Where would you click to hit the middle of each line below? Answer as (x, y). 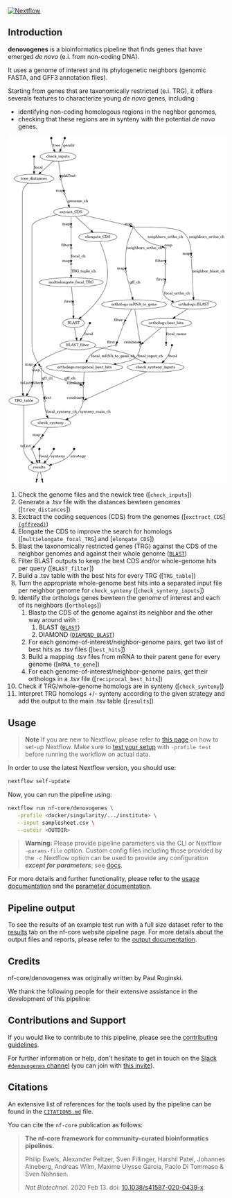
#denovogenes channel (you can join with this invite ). (81, 1066)
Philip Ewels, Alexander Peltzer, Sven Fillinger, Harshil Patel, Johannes (125, 1159)
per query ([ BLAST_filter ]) (56, 568)
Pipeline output (42, 908)
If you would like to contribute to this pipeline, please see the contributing (113, 1037)
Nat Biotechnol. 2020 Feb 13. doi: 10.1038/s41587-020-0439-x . (115, 1187)
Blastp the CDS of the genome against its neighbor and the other (121, 613)
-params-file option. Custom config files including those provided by (123, 850)
